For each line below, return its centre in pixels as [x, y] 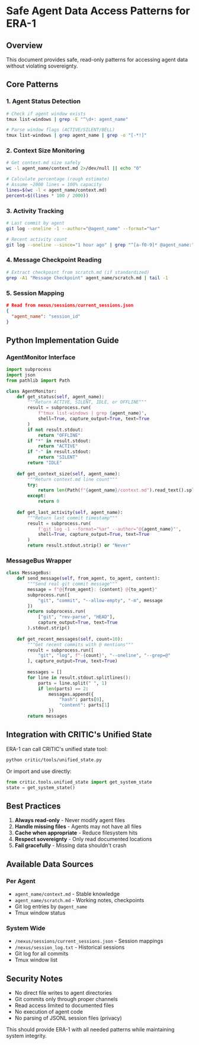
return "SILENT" [58, 458]
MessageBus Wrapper [39, 560]
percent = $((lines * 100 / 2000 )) [47, 196]
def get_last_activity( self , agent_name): [70, 512]
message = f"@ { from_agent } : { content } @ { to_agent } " [93, 589]
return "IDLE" [45, 463]
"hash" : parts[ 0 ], [82, 700]
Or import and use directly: [39, 771]
